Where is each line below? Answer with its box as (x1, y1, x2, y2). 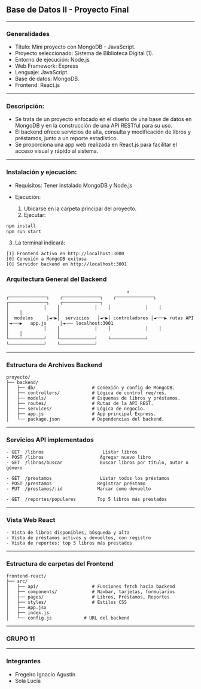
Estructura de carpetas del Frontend (6, 560, 114, 568)
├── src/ (6, 578, 28, 584)
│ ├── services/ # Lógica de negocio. (6, 406, 146, 412)
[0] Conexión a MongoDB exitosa (6, 256, 87, 262)
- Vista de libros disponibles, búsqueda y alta (6, 530, 130, 536)
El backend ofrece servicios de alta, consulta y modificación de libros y (14, 128, 191, 135)
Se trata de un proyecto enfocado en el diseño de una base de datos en (14, 116, 192, 123)
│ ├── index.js (6, 609, 50, 616)
